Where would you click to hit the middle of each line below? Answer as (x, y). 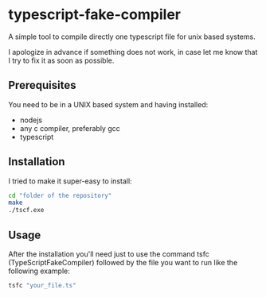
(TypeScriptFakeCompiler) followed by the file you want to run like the (123, 262)
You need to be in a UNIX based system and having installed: (108, 104)
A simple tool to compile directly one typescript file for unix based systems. (132, 37)
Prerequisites (42, 85)
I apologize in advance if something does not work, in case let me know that (133, 52)
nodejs (31, 120)
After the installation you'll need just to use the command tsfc (109, 254)
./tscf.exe (26, 210)
